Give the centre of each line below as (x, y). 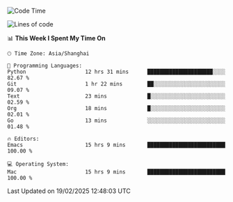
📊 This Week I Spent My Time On (56, 38)
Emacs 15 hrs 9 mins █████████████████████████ (116, 145)
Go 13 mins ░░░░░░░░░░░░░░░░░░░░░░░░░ (116, 121)
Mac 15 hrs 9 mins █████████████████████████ (116, 172)
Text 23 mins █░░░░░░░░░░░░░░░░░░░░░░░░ (116, 96)
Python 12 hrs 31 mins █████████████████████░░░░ (116, 72)
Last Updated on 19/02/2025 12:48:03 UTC (69, 191)
